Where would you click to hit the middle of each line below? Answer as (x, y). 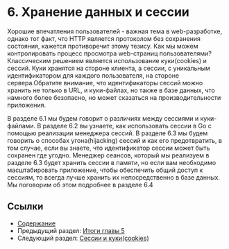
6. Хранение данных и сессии (98, 12)
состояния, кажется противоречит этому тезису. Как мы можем (103, 46)
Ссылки (25, 206)
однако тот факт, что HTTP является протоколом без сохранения (104, 38)
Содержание (36, 223)
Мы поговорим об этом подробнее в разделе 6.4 (80, 184)
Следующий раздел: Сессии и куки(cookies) (83, 238)
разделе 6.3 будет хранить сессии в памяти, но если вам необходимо (112, 162)
